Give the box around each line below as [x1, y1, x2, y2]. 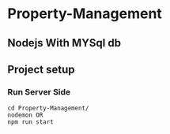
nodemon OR [7, 111, 43, 119]
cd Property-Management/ [7, 104, 89, 113]
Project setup [7, 62, 76, 76]
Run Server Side [7, 86, 71, 97]
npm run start [7, 118, 55, 126]
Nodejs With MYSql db [7, 36, 122, 50]
